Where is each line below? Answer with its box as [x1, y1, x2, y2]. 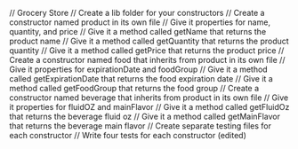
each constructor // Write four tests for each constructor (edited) [9, 130, 247, 140]
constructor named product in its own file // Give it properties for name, [9, 17, 271, 27]
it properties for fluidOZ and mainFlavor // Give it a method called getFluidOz [9, 102, 290, 112]
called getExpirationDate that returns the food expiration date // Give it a [9, 74, 273, 83]
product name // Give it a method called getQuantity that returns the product [9, 35, 289, 46]
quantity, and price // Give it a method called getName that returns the [9, 27, 267, 36]
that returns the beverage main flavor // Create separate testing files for [9, 121, 271, 131]
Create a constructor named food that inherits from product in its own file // [9, 55, 286, 65]
